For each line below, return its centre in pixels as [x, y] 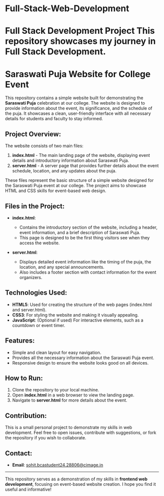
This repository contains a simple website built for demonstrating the [74, 98]
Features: [20, 341]
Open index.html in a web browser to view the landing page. [73, 395]
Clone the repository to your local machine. [55, 390]
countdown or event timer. [39, 325]
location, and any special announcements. [62, 267]
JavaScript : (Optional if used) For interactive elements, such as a [78, 320]
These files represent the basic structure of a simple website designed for [79, 180]
